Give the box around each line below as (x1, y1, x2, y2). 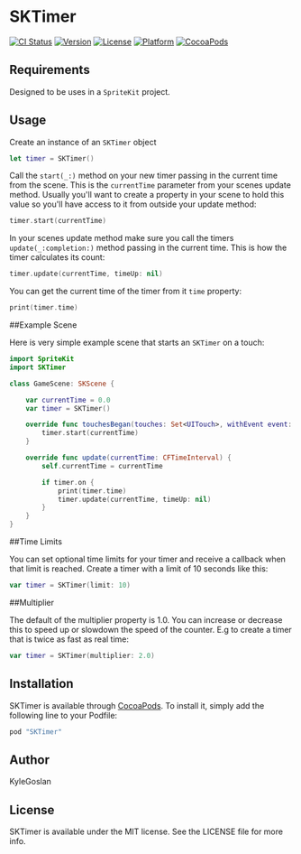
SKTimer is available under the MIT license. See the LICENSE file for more (9, 826, 284, 837)
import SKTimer (9, 363, 67, 372)
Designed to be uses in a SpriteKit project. (9, 86, 171, 97)
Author (9, 752, 50, 767)
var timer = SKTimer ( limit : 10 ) (9, 580, 131, 590)
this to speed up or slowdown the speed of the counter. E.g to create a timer (9, 624, 293, 635)
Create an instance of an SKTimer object (9, 136, 157, 147)
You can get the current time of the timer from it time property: (9, 286, 242, 297)
